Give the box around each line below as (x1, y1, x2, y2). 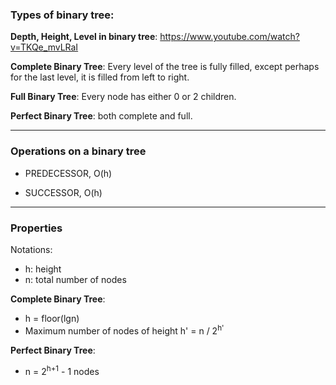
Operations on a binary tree (10, 144, 147, 158)
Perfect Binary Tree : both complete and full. (10, 110, 193, 122)
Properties (10, 221, 63, 235)
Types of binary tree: (10, 8, 115, 22)
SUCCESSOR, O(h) (24, 186, 103, 198)
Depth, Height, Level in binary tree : (10, 31, 158, 43)
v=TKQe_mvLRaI (10, 41, 79, 53)
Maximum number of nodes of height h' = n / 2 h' (24, 323, 225, 337)
